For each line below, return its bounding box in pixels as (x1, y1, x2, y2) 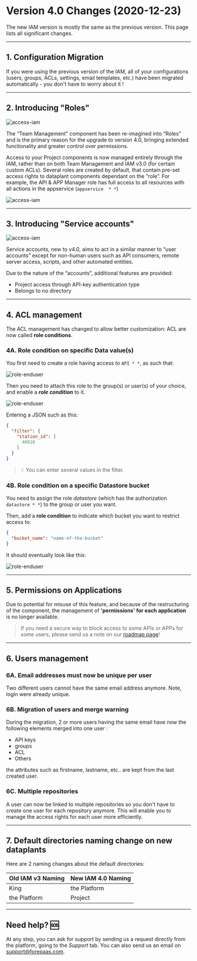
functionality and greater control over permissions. (6, 142, 129, 149)
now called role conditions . (6, 332, 73, 339)
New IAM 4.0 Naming (70, 874, 131, 882)
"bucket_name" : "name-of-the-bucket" (11, 535, 104, 541)
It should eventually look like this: (6, 551, 86, 559)
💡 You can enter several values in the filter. (20, 466, 124, 473)
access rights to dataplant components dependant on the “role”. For (6, 172, 170, 180)
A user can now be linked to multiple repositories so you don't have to (6, 801, 175, 808)
